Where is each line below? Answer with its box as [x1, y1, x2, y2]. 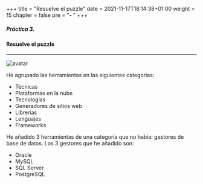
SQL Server [14, 164, 44, 171]
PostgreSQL [14, 170, 45, 177]
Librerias [14, 109, 37, 116]
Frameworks [14, 121, 47, 128]
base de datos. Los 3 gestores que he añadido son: [6, 139, 134, 147]
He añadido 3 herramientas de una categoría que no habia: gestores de [6, 133, 184, 141]
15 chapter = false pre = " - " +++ [6, 11, 88, 19]
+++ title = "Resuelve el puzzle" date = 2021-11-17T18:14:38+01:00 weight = [6, 5, 195, 12]
